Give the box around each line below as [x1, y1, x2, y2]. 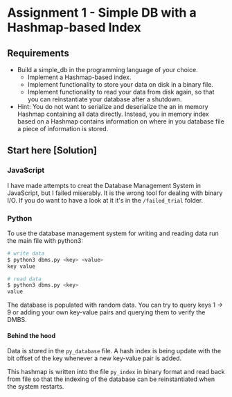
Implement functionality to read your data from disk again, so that [27, 88, 215, 96]
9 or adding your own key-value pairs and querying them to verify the [7, 308, 206, 316]
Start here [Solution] [7, 144, 98, 157]
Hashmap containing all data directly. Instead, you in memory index [17, 110, 209, 118]
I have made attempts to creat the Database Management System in [7, 181, 202, 189]
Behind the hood [7, 331, 56, 339]
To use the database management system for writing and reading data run [7, 229, 220, 237]
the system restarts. [7, 382, 64, 391]
